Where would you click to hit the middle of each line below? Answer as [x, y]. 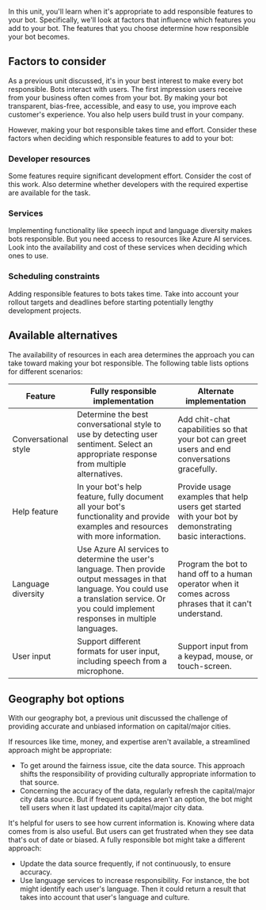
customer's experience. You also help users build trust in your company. [126, 114]
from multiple [101, 464]
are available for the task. [49, 193]
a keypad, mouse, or [215, 656]
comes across [204, 594]
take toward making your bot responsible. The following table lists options [129, 363]
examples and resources [122, 526]
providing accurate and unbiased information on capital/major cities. [120, 726]
